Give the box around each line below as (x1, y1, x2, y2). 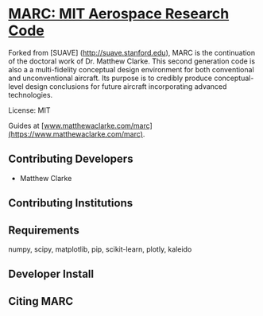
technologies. (8, 90, 53, 99)
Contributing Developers (8, 152, 133, 166)
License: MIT (8, 105, 51, 115)
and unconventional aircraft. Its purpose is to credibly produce (8, 73, 213, 83)
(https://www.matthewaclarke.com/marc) (8, 129, 143, 139)
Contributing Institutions (8, 196, 133, 210)
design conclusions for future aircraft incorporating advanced (25, 81, 227, 91)
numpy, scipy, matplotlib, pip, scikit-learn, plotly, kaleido (8, 244, 192, 254)
